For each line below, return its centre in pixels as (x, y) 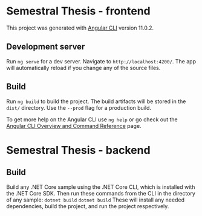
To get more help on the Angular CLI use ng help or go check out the (92, 119)
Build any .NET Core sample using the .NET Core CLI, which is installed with (101, 187)
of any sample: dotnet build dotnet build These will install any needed (95, 200)
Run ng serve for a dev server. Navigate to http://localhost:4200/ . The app (101, 61)
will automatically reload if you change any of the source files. (83, 68)
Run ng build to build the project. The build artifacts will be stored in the (96, 101)
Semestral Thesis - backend (78, 150)
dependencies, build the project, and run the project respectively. (88, 206)
